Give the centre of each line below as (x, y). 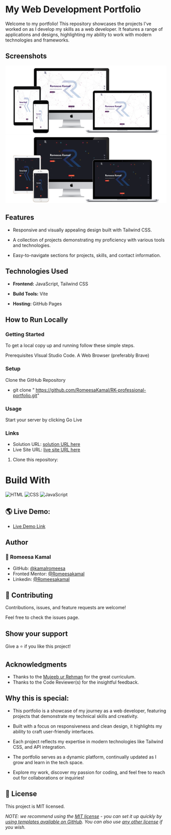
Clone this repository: (35, 460)
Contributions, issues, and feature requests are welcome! (66, 608)
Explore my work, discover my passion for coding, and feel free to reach (89, 772)
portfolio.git (25, 395)
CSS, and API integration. (39, 747)
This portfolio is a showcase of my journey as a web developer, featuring (89, 711)
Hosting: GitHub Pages (37, 303)
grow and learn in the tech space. (48, 762)
